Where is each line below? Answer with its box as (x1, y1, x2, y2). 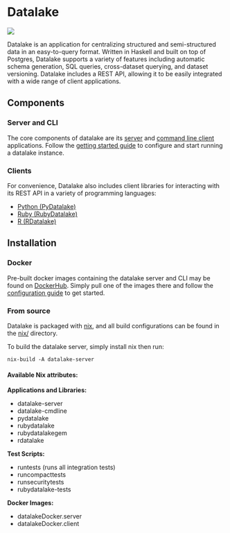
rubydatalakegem (17, 429, 67, 437)
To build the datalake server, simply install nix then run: (7, 342, 164, 350)
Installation (7, 237, 57, 249)
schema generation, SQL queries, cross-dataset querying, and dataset (7, 62, 209, 70)
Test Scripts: (7, 450, 45, 458)
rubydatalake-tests (17, 485, 71, 493)
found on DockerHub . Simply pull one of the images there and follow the (7, 281, 213, 289)
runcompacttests (17, 471, 67, 479)
